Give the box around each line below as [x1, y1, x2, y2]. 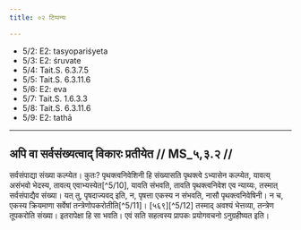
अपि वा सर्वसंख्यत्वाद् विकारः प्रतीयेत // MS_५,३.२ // [9, 147, 233, 162]
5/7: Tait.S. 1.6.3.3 [21, 93, 88, 104]
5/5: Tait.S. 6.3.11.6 [21, 73, 91, 85]
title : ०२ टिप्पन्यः [9, 13, 67, 22]
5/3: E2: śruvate [21, 55, 82, 65]
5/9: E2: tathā [21, 112, 73, 123]
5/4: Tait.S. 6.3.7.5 [21, 64, 90, 75]
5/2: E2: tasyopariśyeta [21, 46, 108, 56]
